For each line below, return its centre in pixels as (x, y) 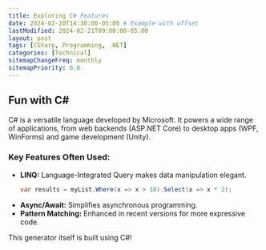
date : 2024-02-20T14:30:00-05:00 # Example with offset (103, 23)
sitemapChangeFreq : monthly (55, 61)
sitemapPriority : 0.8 (44, 68)
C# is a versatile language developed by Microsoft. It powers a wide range (131, 119)
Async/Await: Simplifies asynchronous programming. (109, 204)
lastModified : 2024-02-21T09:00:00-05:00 (79, 30)
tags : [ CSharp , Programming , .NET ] (68, 46)
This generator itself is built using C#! (70, 237)
